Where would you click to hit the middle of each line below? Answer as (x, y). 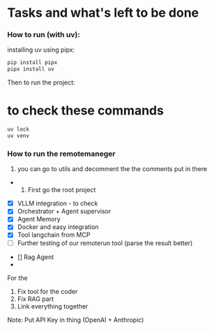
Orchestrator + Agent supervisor (64, 212)
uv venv (18, 136)
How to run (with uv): (44, 35)
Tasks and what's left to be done (103, 13)
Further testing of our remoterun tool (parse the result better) (105, 243)
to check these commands (85, 111)
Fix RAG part (36, 299)
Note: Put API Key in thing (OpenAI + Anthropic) (76, 320)
